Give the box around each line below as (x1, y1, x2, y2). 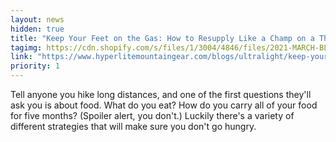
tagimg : (10, 42, 43, 53)
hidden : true (10, 24, 65, 34)
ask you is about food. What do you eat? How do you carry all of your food (10, 99, 318, 111)
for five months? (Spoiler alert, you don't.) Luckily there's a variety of (10, 110, 295, 121)
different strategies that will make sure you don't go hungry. (10, 121, 257, 132)
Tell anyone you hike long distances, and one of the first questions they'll (10, 89, 312, 100)
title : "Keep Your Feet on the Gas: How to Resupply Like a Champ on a (10, 33, 315, 43)
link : (10, 52, 33, 62)
